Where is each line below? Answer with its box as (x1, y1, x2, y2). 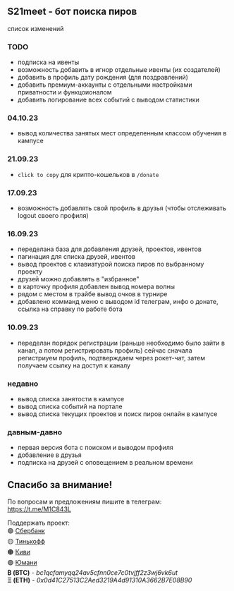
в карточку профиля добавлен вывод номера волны (17, 282, 175, 291)
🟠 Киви (7, 548, 30, 556)
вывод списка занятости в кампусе (17, 394, 125, 403)
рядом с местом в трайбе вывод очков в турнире (17, 290, 168, 298)
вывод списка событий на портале (17, 402, 123, 410)
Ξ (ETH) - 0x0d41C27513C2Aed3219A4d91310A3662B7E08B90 (7, 576, 192, 584)
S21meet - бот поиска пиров (7, 6, 137, 18)
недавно (7, 379, 39, 389)
